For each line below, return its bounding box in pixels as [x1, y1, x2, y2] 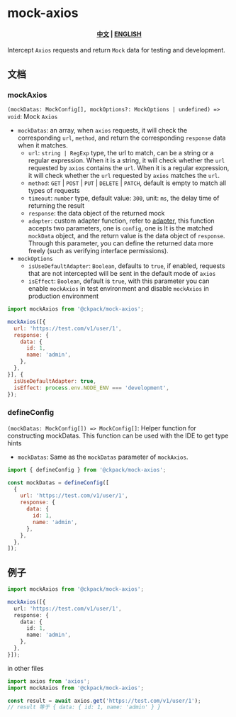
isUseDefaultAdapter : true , [13, 377, 97, 384]
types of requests [28, 187, 80, 195]
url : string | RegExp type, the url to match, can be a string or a [28, 149, 214, 157]
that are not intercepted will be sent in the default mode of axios [28, 269, 216, 278]
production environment [28, 292, 99, 301]
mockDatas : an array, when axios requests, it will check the [17, 126, 188, 135]
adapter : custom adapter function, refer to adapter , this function [28, 216, 215, 225]
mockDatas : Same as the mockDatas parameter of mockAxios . [17, 452, 189, 461]
